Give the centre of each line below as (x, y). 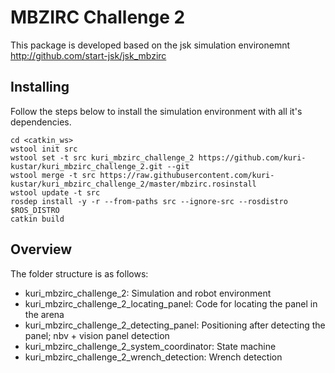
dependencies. (41, 122)
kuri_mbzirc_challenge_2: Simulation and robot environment (148, 293)
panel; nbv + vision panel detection (97, 335)
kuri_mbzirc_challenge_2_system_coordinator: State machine (150, 346)
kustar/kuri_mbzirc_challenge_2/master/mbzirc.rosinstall (133, 184)
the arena (44, 314)
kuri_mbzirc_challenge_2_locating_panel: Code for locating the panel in (171, 303)
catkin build (37, 219)
